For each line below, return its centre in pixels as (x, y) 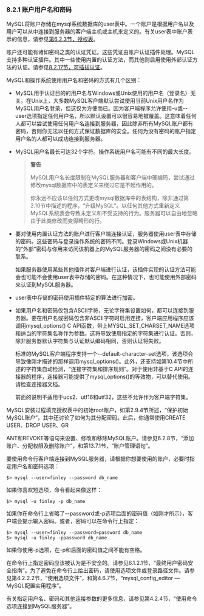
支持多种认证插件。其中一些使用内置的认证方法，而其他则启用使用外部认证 (99, 60)
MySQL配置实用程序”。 (36, 586)
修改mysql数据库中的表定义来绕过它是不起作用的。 (93, 185)
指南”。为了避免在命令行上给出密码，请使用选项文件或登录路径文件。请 (100, 570)
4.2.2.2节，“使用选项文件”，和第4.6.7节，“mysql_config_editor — (98, 578)
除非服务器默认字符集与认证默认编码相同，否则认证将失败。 (90, 341)
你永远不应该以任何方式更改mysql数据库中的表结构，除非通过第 (110, 198)
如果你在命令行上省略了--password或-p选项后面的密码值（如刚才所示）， (97, 514)
